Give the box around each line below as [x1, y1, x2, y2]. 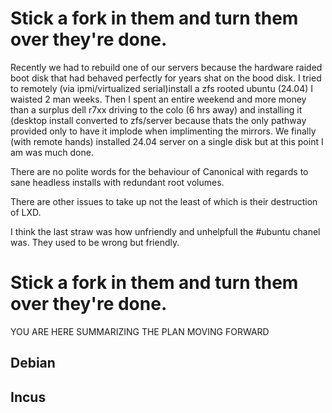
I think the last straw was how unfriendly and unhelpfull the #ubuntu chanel [10, 225, 321, 237]
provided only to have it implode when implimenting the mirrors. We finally [10, 125, 317, 137]
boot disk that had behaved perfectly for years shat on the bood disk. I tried [10, 72, 322, 84]
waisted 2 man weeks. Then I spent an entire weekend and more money [10, 93, 307, 105]
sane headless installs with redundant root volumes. [10, 176, 225, 188]
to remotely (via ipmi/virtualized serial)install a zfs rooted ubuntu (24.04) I [10, 82, 313, 94]
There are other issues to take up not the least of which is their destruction [10, 195, 318, 207]
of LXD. [10, 206, 42, 218]
